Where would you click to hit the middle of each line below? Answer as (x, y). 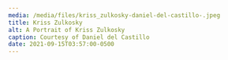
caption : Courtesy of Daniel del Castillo (79, 37)
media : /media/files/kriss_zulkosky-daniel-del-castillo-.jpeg (114, 15)
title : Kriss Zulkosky (45, 23)
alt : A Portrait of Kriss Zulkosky (67, 30)
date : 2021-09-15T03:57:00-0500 (61, 44)
